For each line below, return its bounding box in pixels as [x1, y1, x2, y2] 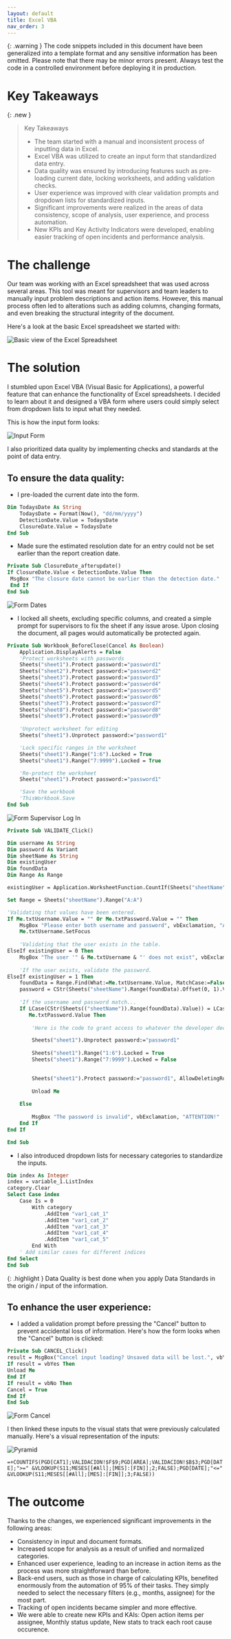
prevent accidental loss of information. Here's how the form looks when [16, 1327, 221, 1335]
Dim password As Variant [7, 846, 78, 853]
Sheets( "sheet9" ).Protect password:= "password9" [19, 713, 162, 719]
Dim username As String [7, 840, 76, 846]
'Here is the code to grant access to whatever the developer [32, 1024, 214, 1031]
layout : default [7, 10, 54, 17]
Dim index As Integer [7, 1172, 69, 1179]
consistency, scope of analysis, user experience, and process [34, 211, 210, 219]
